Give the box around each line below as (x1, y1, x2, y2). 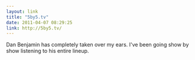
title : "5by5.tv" (6, 14, 49, 20)
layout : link (6, 8, 38, 15)
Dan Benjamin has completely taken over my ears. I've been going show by (6, 41, 189, 48)
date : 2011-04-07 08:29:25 (6, 19, 73, 25)
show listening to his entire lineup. (6, 48, 89, 55)
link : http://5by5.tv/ (6, 25, 62, 31)
